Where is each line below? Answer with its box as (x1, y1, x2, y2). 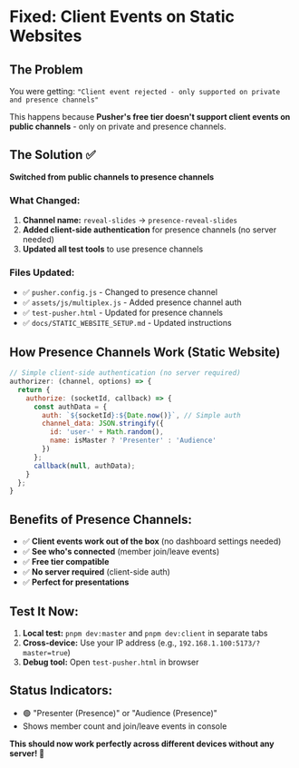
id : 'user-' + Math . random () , (49, 428, 165, 437)
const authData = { (33, 402, 107, 411)
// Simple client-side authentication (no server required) (9, 369, 242, 378)
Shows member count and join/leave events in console (22, 720, 227, 732)
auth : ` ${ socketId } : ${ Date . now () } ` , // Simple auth (42, 410, 242, 419)
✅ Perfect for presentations (22, 576, 130, 587)
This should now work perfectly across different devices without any (9, 738, 275, 749)
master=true (22, 648, 68, 657)
